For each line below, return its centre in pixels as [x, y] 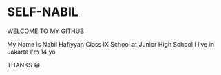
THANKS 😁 [24, 65]
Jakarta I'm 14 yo [32, 52]
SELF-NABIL [43, 12]
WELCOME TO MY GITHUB [46, 31]
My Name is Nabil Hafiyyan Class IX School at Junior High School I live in [111, 44]
